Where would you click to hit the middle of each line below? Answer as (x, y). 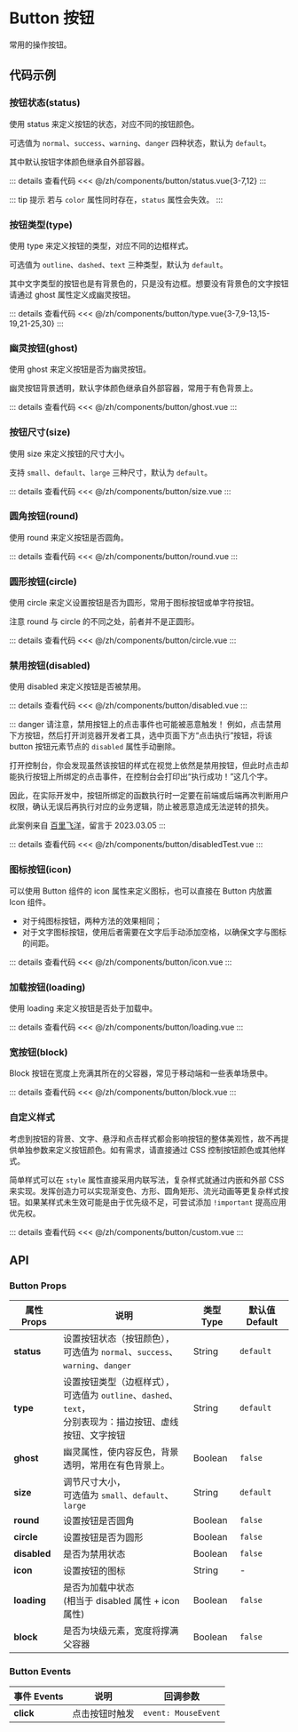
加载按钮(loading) (47, 987)
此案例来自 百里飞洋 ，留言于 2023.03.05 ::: (87, 826)
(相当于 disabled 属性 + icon (122, 1601)
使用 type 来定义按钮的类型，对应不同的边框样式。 (101, 245)
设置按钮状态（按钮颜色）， (119, 1339)
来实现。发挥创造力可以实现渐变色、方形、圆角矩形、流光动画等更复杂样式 (145, 1191)
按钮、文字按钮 (94, 1435)
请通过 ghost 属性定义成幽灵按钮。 (72, 294)
